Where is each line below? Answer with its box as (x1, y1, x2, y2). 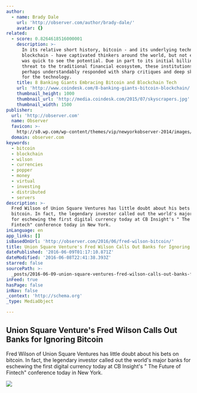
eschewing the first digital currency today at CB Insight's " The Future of (6, 362, 181, 369)
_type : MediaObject (6, 298, 54, 305)
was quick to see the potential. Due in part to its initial (21, 58, 175, 64)
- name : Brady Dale (11, 14, 59, 20)
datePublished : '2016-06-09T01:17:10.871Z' (6, 249, 114, 255)
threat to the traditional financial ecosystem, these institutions (21, 63, 193, 69)
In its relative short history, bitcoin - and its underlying (21, 47, 177, 53)
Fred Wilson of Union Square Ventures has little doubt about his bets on (6, 350, 179, 357)
